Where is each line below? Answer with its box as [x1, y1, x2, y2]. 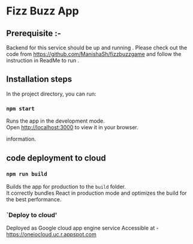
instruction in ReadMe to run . [6, 57, 80, 64]
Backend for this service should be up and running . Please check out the [6, 44, 188, 51]
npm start [6, 105, 35, 112]
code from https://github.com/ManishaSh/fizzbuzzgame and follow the [6, 50, 182, 58]
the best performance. [6, 195, 62, 203]
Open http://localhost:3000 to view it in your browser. [6, 124, 139, 131]
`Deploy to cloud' [6, 210, 58, 219]
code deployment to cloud [6, 153, 106, 163]
